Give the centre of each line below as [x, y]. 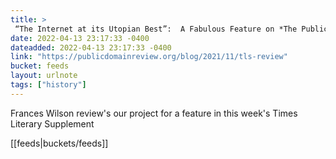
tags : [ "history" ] [48, 85]
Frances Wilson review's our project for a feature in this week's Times [154, 113]
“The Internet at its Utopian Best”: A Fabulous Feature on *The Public [171, 29]
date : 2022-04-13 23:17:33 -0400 [80, 38]
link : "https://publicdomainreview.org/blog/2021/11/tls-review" [149, 57]
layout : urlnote [44, 76]
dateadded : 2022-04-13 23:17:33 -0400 [91, 47]
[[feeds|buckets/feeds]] [59, 143]
